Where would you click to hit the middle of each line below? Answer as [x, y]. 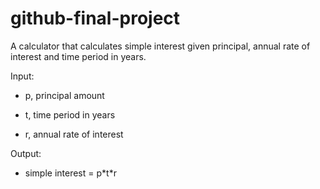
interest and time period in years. [78, 56]
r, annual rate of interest [74, 134]
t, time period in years [70, 114]
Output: [26, 153]
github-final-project [95, 18]
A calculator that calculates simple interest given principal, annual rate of [160, 46]
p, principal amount [64, 95]
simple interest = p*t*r [70, 173]
